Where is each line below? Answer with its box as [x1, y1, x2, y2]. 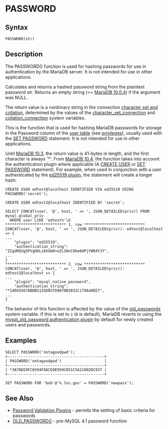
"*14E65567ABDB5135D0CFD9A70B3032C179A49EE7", [5, 288, 105, 293]
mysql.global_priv [5, 213, 44, 218]
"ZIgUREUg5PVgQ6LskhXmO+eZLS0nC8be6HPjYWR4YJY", [5, 248, 109, 253]
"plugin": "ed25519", [14, 239, 59, 244]
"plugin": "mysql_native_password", [14, 279, 92, 284]
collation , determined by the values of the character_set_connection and [5, 109, 155, 116]
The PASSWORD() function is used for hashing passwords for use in [5, 63, 147, 69]
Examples [5, 336, 37, 345]
